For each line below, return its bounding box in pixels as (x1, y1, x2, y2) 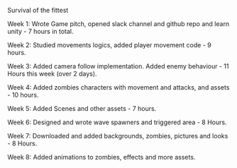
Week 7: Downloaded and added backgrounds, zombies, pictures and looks (7, 132, 228, 140)
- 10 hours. (7, 91, 39, 99)
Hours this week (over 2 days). (7, 70, 97, 78)
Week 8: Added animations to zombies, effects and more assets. (7, 153, 196, 161)
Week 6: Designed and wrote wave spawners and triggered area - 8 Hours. (7, 118, 227, 126)
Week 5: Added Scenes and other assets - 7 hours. (7, 104, 157, 112)
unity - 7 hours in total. (7, 28, 74, 35)
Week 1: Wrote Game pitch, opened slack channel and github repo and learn (7, 20, 230, 28)
